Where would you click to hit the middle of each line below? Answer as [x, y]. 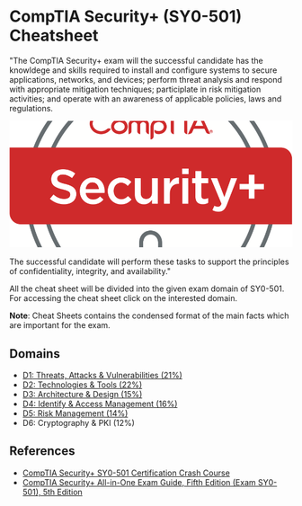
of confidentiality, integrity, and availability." [90, 271]
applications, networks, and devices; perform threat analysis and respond [146, 79]
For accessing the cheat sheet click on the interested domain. [124, 298]
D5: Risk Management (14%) [75, 413]
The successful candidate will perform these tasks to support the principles [149, 262]
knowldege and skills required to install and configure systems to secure [143, 70]
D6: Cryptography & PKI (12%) [78, 423]
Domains [35, 354]
